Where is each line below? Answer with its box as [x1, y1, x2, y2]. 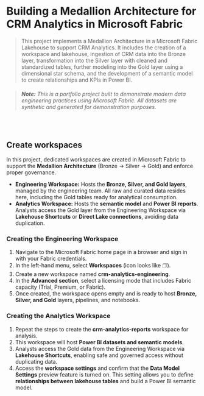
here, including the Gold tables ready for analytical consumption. [15, 193, 178, 200]
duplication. [15, 219, 45, 227]
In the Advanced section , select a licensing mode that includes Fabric [15, 277, 192, 285]
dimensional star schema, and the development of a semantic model [21, 69, 193, 77]
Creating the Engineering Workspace [6, 235, 119, 243]
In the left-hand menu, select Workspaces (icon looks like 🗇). [15, 262, 171, 269]
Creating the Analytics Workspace [6, 312, 111, 320]
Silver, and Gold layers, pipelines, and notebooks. [15, 297, 141, 304]
